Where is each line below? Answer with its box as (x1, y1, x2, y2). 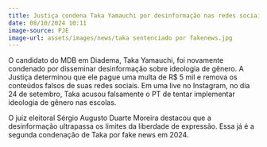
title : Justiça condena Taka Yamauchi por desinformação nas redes (8, 11, 237, 20)
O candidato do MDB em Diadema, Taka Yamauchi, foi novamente (8, 56, 224, 65)
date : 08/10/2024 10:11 (8, 19, 87, 27)
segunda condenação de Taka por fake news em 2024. (8, 130, 189, 140)
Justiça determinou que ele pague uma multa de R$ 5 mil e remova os (8, 72, 238, 82)
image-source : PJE (8, 26, 69, 34)
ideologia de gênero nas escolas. (8, 98, 117, 107)
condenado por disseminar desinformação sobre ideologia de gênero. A (8, 64, 244, 74)
